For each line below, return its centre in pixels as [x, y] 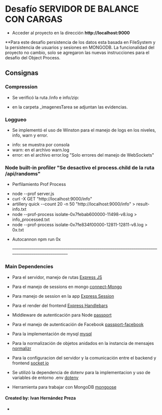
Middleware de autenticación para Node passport [62, 315]
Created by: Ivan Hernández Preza [41, 398]
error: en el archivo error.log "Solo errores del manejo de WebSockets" [83, 155]
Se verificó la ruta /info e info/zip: [45, 97]
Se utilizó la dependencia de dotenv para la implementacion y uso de [81, 372]
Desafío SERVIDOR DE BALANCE [72, 9]
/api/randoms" [23, 174]
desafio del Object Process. [33, 57]
